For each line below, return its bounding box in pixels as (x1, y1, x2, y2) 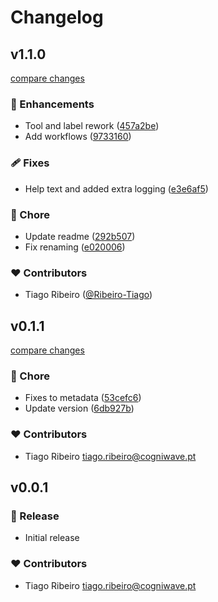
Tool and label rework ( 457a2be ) (24, 120, 160, 132)
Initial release (24, 532, 80, 544)
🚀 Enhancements (10, 97, 95, 111)
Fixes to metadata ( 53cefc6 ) (24, 392, 142, 404)
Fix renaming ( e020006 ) (24, 241, 126, 253)
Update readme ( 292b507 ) (24, 230, 136, 242)
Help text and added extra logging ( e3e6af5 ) (24, 182, 209, 195)
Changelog (10, 6, 104, 29)
